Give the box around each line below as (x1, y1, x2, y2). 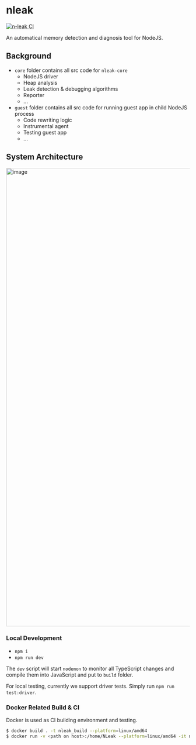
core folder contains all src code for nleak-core (14, 67, 128, 74)
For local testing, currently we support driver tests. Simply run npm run (6, 682, 175, 689)
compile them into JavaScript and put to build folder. (6, 671, 134, 678)
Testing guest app (23, 129, 67, 136)
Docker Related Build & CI (6, 703, 80, 711)
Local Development (6, 634, 62, 642)
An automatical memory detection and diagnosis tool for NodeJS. (6, 34, 163, 41)
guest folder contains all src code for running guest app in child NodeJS (14, 104, 188, 111)
